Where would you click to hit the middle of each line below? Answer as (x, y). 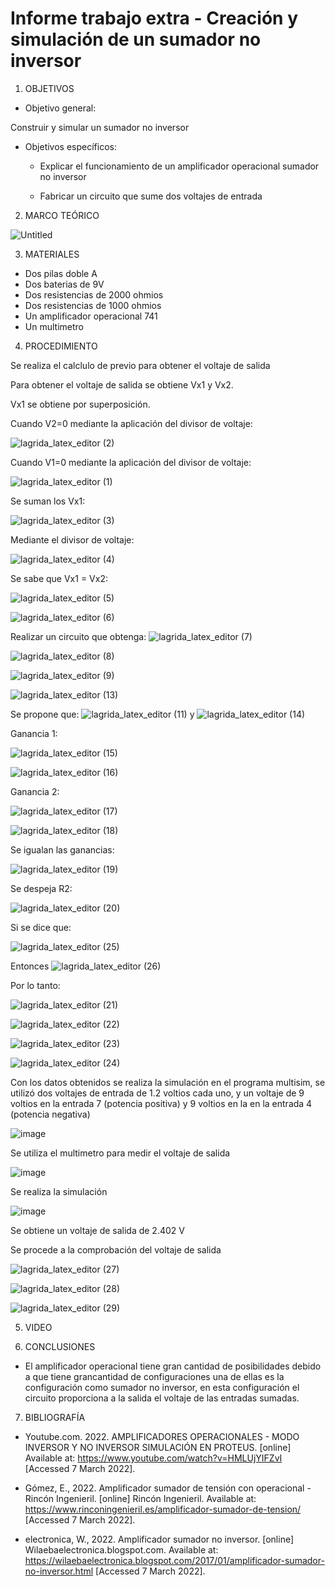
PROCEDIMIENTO (61, 346)
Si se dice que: (41, 927)
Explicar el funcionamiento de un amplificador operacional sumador (179, 166)
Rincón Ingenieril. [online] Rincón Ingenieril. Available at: (140, 1498)
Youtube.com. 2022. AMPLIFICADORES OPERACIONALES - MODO (162, 1436)
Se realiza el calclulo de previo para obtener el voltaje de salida (140, 365)
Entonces (30, 966)
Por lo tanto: (35, 985)
